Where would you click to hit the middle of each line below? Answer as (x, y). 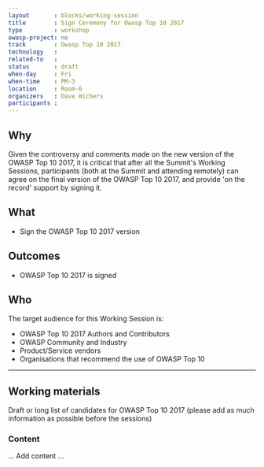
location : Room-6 (45, 89)
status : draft (44, 67)
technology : (33, 52)
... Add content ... (36, 456)
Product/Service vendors (60, 350)
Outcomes (34, 256)
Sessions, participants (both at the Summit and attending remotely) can (124, 171)
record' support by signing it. (55, 187)
